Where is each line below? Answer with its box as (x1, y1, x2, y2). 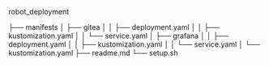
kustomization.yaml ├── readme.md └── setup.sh (8, 48, 178, 57)
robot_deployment (8, 7, 70, 16)
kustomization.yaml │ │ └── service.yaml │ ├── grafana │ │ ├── (8, 31, 229, 40)
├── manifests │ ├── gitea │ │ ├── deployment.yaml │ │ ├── (8, 23, 220, 31)
